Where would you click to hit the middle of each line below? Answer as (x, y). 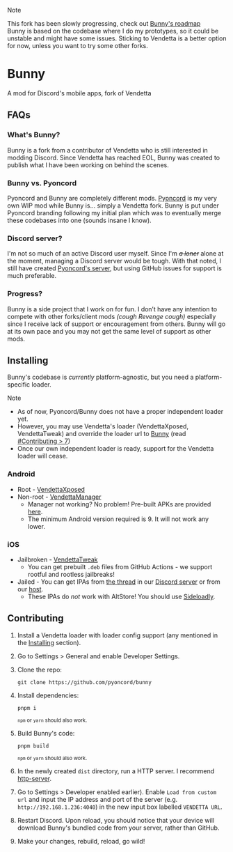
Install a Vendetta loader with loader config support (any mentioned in (117, 635)
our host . (30, 589)
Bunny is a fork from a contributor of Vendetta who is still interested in (108, 150)
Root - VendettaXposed (51, 489)
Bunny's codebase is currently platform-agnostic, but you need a (101, 377)
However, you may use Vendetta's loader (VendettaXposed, (103, 426)
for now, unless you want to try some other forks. (78, 46)
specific (19, 385)
